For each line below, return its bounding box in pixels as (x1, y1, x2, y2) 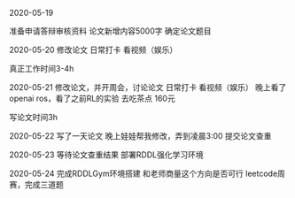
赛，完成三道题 (9, 179, 64, 189)
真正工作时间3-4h (9, 64, 74, 73)
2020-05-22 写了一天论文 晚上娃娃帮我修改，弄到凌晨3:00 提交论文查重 (9, 131, 272, 141)
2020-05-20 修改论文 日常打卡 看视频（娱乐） (9, 44, 178, 55)
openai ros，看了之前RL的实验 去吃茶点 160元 (9, 93, 175, 103)
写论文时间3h (9, 112, 58, 122)
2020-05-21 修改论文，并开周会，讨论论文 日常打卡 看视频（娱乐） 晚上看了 (9, 82, 287, 92)
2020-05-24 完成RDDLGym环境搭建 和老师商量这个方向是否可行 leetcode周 (9, 168, 286, 179)
